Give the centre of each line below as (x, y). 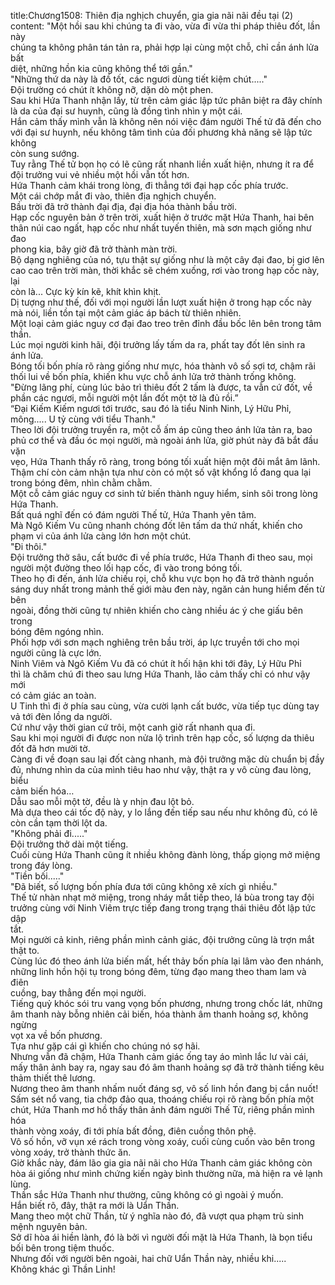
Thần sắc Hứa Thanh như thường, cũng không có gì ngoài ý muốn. (147, 1194)
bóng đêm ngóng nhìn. (57, 631)
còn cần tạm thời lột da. (59, 823)
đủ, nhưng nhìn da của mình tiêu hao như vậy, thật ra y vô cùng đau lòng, (161, 769)
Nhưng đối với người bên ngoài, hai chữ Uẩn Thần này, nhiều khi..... (148, 1258)
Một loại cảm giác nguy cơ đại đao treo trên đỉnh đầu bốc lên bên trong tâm (166, 323)
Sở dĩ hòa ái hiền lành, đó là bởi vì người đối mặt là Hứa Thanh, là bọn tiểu (161, 1237)
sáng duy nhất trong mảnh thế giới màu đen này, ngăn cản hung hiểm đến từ (167, 589)
